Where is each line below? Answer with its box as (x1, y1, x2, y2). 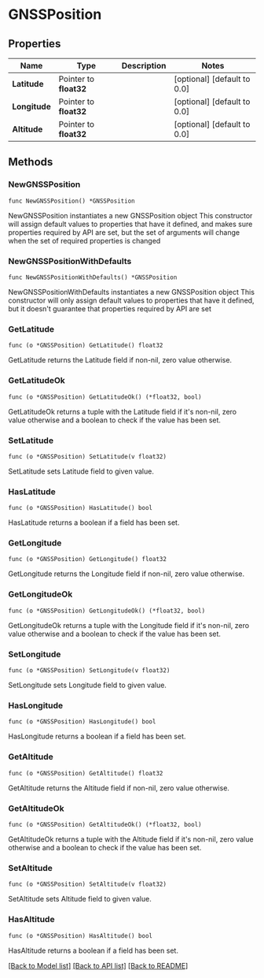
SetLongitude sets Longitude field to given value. (8, 680, 167, 690)
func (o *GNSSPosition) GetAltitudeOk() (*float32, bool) (8, 820, 202, 828)
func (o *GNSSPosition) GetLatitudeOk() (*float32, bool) (8, 392, 202, 401)
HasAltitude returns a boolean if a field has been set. (8, 946, 179, 955)
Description (121, 61, 167, 71)
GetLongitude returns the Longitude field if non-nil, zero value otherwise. (8, 569, 245, 578)
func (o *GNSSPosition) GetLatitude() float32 (8, 341, 163, 350)
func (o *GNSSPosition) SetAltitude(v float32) (8, 880, 167, 888)
